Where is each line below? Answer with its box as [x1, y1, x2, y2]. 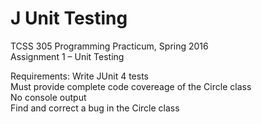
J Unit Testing [10, 7, 128, 30]
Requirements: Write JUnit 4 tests [10, 70, 149, 82]
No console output [10, 91, 87, 103]
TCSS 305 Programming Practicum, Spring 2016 [10, 40, 209, 52]
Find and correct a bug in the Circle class [10, 102, 180, 114]
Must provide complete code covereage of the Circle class [10, 80, 252, 92]
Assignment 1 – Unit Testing [10, 50, 125, 62]
